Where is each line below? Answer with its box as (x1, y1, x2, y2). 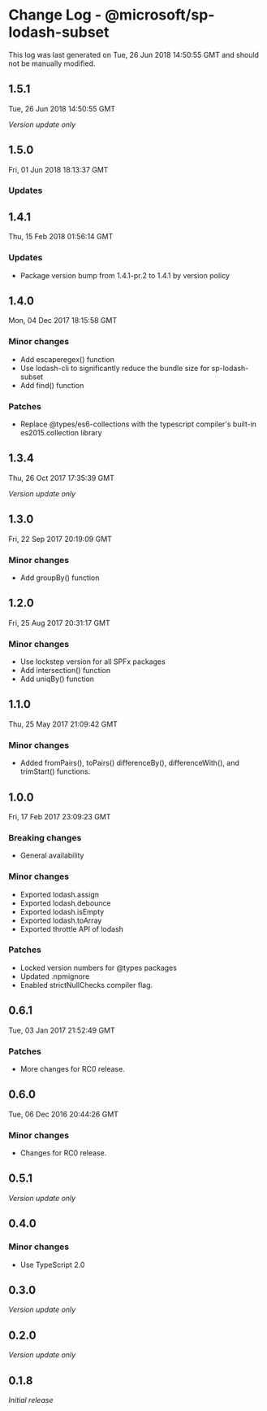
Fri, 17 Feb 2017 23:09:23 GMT (8, 811, 111, 821)
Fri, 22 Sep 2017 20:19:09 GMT (8, 534, 112, 544)
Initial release (8, 1396, 54, 1404)
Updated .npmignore (19, 971, 90, 981)
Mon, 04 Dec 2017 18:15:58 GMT (8, 316, 118, 325)
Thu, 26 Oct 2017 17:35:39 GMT (8, 473, 115, 483)
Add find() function (19, 380, 84, 390)
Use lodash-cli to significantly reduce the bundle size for (19, 363, 210, 373)
